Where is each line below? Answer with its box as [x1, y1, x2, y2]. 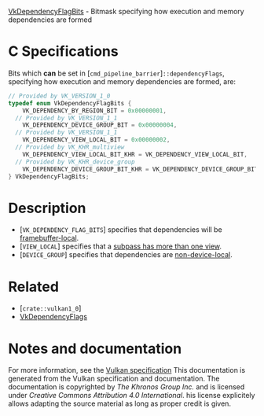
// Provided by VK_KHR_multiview [15, 143, 125, 152]
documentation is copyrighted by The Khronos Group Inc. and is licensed [8, 382, 245, 392]
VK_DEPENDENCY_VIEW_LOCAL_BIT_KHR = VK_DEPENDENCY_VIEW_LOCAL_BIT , [22, 150, 247, 158]
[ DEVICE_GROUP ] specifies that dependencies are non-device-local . [19, 250, 233, 260]
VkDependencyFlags [19, 312, 88, 322]
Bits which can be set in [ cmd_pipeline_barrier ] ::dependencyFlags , [8, 68, 225, 78]
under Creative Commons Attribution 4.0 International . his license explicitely [8, 391, 255, 400]
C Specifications [8, 42, 119, 61]
